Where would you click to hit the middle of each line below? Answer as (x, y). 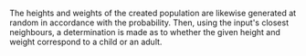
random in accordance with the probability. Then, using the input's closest (149, 23)
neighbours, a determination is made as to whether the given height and (145, 32)
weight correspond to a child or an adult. (86, 42)
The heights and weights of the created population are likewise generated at (153, 13)
